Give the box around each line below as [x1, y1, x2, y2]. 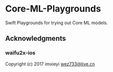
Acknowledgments [5, 34, 67, 43]
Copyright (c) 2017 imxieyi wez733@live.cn [5, 61, 95, 67]
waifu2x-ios [5, 49, 36, 56]
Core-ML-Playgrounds [5, 3, 101, 15]
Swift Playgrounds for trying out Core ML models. [5, 20, 108, 26]
